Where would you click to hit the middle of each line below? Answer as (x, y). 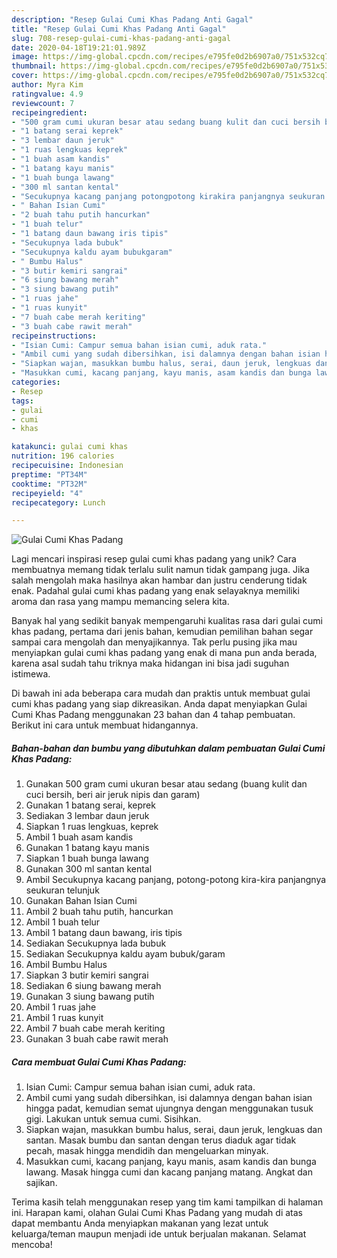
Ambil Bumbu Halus (66, 965)
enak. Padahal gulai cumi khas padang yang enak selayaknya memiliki (155, 591)
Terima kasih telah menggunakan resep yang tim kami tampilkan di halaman (167, 1202)
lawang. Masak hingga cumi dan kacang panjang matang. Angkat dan (169, 1172)
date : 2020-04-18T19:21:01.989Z (78, 47)
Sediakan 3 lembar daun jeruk (87, 816)
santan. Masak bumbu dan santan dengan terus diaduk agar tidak (161, 1140)
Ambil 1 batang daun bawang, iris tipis (104, 933)
